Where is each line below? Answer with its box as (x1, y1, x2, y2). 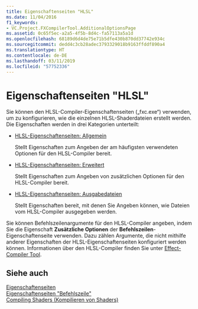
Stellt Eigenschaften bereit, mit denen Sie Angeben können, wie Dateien (14, 202, 190, 209)
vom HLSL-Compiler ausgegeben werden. (14, 208, 117, 215)
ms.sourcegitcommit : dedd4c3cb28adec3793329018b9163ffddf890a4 (6, 42, 165, 48)
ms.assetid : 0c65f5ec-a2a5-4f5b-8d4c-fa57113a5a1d (6, 31, 134, 37)
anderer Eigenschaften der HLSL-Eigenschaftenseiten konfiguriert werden (6, 238, 187, 245)
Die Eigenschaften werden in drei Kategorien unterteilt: (6, 121, 140, 128)
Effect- (164, 245, 181, 252)
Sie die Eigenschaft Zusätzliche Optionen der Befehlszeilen (6, 226, 154, 233)
